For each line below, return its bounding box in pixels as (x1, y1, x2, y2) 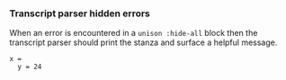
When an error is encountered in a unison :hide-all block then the (9, 28, 258, 39)
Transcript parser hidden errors (9, 7, 151, 20)
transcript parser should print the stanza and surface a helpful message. (9, 37, 278, 48)
